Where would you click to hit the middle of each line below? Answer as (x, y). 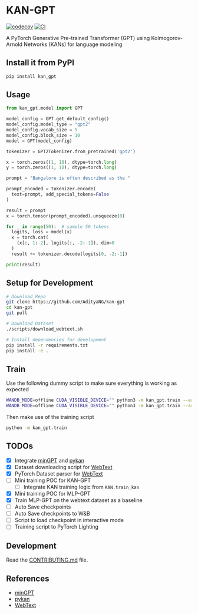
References (28, 578)
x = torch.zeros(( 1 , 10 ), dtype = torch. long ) (62, 162)
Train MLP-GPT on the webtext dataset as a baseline (78, 500)
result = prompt (26, 210)
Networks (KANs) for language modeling (73, 44)
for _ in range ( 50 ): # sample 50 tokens (58, 227)
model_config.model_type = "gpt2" (49, 124)
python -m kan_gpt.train (37, 428)
